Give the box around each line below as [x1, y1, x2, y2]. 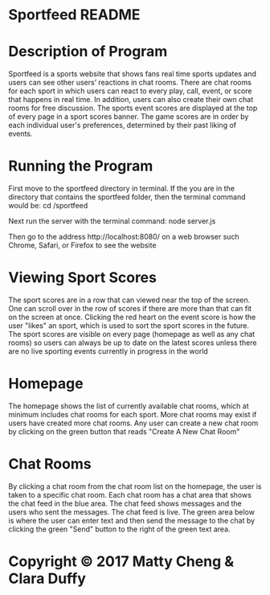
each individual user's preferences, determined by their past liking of [8, 121, 237, 130]
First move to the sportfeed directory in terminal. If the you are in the [8, 183, 235, 194]
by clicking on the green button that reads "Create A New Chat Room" [8, 426, 240, 436]
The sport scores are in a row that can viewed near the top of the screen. [8, 295, 251, 305]
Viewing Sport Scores [8, 269, 157, 287]
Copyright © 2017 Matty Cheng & [8, 552, 235, 571]
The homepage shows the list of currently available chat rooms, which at [8, 400, 249, 411]
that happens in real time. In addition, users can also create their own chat [8, 95, 254, 105]
